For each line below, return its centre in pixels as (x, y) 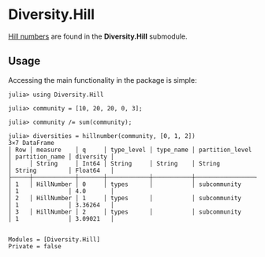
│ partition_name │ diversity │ (61, 156)
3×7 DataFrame (32, 143)
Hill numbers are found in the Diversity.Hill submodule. (98, 36)
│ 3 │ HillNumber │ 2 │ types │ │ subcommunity (125, 212)
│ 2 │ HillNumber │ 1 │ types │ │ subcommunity (125, 198)
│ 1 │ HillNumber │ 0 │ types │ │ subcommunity (125, 184)
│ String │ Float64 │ (61, 170)
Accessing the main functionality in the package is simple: (103, 80)
